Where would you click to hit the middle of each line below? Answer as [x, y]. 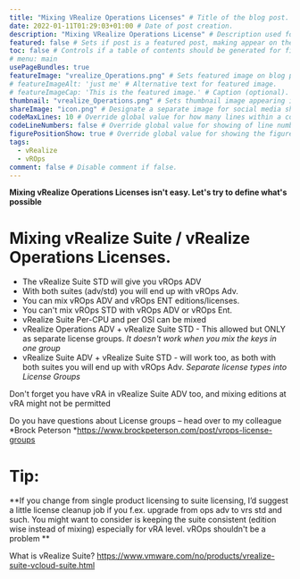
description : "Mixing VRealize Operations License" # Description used [145, 34]
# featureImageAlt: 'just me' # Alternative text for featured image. [143, 84]
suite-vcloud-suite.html [52, 566]
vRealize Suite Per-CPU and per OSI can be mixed [114, 320]
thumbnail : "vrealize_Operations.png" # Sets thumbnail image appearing [147, 101]
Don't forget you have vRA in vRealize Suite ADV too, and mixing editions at [148, 394]
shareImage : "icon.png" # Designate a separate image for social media [145, 109]
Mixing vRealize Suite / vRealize [129, 238]
